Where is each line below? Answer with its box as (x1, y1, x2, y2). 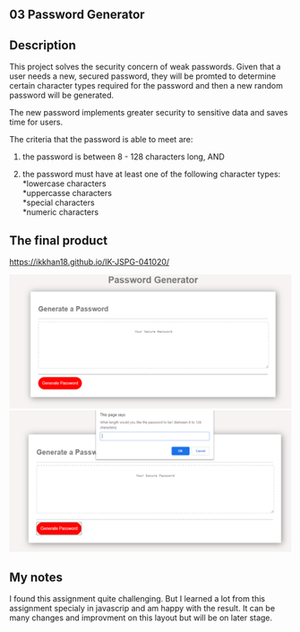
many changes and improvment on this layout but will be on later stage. (9, 612, 273, 623)
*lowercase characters (21, 178, 107, 189)
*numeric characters (21, 207, 99, 218)
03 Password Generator (9, 7, 145, 22)
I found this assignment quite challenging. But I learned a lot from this (9, 593, 266, 603)
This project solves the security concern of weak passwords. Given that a (9, 62, 281, 73)
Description (9, 38, 76, 53)
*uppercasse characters (21, 188, 112, 199)
